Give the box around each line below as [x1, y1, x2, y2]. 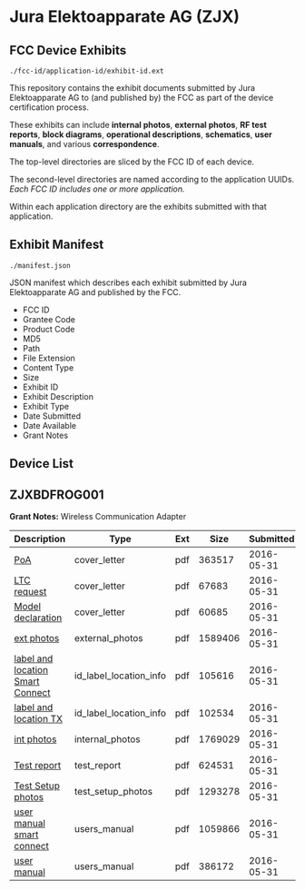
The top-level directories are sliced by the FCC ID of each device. [9, 156, 255, 167]
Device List [9, 456, 74, 471]
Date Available [22, 420, 77, 430]
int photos [14, 733, 57, 746]
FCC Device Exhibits [9, 43, 127, 58]
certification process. [9, 102, 89, 113]
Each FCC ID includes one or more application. [9, 183, 185, 194]
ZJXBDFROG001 [9, 487, 104, 502]
